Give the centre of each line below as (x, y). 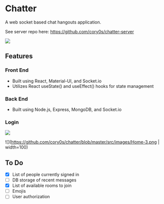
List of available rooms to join (42, 186)
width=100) (17, 147)
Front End (17, 70)
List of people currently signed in (46, 175)
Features (19, 56)
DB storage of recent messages (44, 180)
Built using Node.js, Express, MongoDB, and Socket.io (67, 109)
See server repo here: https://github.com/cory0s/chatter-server (69, 31)
